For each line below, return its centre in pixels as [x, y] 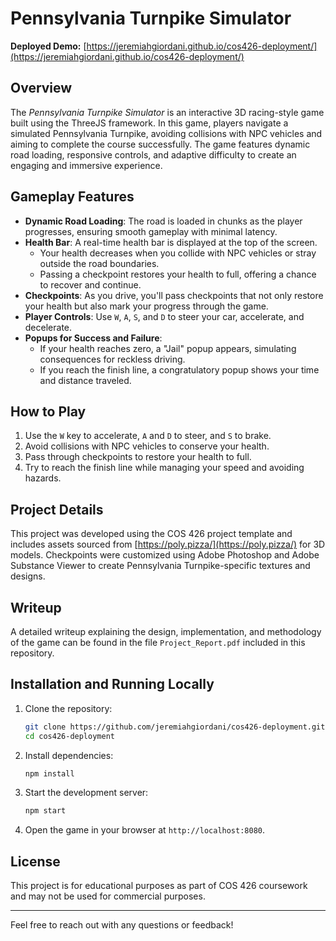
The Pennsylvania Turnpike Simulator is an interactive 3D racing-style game [167, 112]
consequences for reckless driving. [112, 359]
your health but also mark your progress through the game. [146, 306]
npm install [49, 773]
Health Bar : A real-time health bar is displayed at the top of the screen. [171, 242]
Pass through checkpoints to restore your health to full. [138, 457]
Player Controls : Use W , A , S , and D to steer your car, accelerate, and [164, 316]
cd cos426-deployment [69, 736]
